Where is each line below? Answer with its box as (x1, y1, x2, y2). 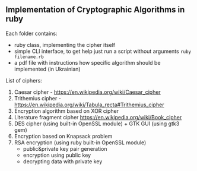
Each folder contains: (5, 30, 58, 37)
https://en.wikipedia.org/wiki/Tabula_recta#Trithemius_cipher (14, 101, 164, 108)
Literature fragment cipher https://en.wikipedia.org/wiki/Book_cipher (14, 113, 182, 121)
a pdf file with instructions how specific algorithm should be (14, 59, 161, 66)
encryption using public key (23, 151, 91, 159)
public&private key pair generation (23, 145, 107, 152)
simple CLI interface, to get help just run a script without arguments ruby (14, 47, 192, 55)
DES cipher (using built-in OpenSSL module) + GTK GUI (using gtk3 (14, 120, 180, 127)
